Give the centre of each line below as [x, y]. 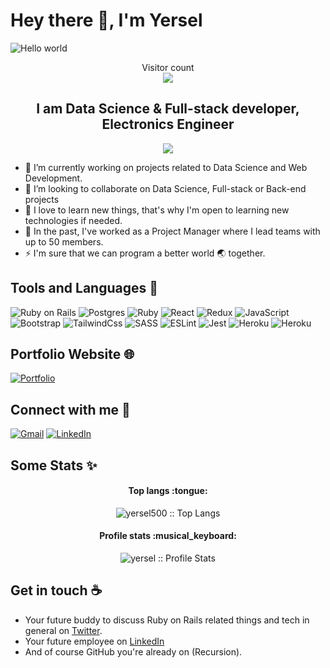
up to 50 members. [64, 241]
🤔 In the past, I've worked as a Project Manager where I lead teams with [172, 231]
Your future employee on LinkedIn [94, 641]
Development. [53, 178]
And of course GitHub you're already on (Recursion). [133, 651]
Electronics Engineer [168, 124]
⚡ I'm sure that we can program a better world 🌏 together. [145, 253]
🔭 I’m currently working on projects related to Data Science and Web [166, 167]
